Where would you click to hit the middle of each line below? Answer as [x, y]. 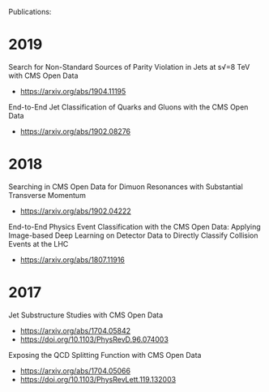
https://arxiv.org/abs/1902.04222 [75, 211]
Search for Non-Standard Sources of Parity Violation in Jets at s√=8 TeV [129, 67]
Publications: [30, 12]
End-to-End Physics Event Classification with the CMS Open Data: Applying [134, 226]
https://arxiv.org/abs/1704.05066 [75, 370]
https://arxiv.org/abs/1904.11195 [73, 91]
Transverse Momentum [47, 195]
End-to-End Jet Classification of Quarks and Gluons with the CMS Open [128, 107]
